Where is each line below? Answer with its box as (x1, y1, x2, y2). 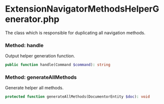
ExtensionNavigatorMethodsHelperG (5, 3, 160, 15)
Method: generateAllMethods (5, 74, 77, 81)
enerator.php (5, 14, 60, 25)
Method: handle (5, 42, 44, 49)
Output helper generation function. (5, 53, 75, 59)
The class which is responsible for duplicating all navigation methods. (5, 30, 145, 35)
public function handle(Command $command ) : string (5, 62, 111, 68)
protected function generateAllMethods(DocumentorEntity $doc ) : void (5, 94, 150, 99)
